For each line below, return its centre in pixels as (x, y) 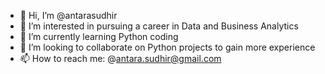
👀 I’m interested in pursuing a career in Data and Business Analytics (159, 26)
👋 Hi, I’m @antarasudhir (68, 15)
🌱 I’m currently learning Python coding (99, 36)
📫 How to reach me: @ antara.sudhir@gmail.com (120, 58)
